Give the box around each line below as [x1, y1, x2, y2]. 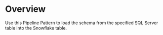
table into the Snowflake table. [5, 25, 67, 31]
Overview [5, 3, 46, 15]
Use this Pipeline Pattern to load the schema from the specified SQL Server [5, 20, 159, 26]
